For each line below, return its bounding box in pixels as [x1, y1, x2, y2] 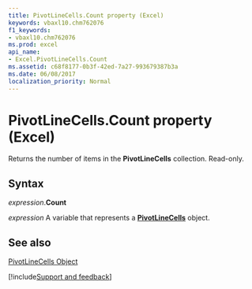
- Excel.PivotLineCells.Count [8, 56, 108, 64]
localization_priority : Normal [8, 77, 111, 85]
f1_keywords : [8, 26, 51, 34]
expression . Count [8, 198, 67, 207]
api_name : [8, 48, 41, 56]
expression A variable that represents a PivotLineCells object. [8, 213, 211, 223]
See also [8, 235, 51, 249]
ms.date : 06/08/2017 [8, 70, 77, 78]
